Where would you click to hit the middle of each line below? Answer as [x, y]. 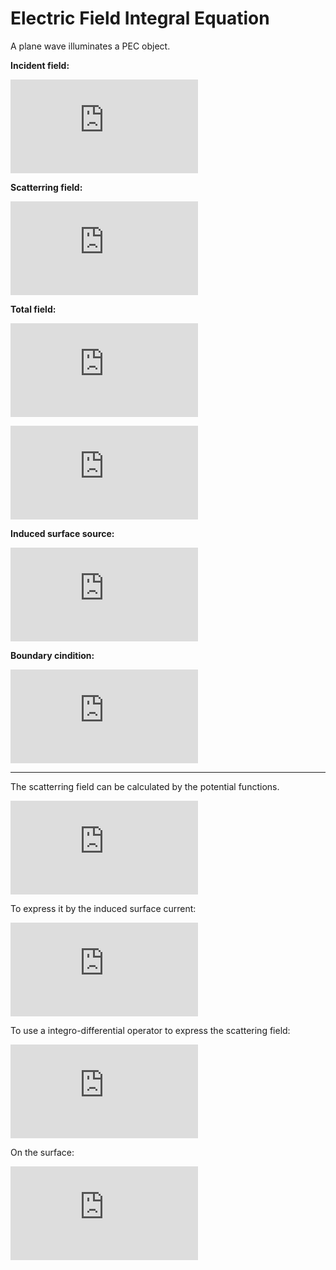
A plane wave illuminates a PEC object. [90, 46]
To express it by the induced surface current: [103, 908]
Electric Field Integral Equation [140, 18]
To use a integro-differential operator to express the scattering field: [150, 1030]
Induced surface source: [62, 533]
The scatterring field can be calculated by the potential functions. [145, 786]
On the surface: [42, 1152]
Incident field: [40, 65]
